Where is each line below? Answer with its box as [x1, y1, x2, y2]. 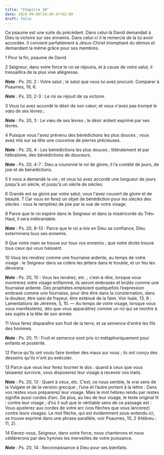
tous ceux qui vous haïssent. [5, 245, 63, 251]
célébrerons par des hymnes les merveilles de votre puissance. [5, 435, 133, 441]
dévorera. [5, 265, 24, 271]
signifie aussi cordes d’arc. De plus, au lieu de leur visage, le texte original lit [5, 394, 159, 401]
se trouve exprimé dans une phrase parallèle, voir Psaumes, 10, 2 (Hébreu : [5, 415, 157, 421]
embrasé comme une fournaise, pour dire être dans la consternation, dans [5, 290, 155, 296]
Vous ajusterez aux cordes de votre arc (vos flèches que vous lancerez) [5, 405, 150, 411]
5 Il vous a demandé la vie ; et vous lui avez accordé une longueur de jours [5, 176, 156, 182]
